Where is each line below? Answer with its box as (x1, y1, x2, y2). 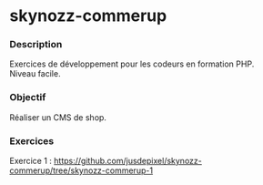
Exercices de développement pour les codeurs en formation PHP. (9, 58, 255, 69)
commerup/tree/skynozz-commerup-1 (9, 165, 153, 176)
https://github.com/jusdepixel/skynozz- (54, 156, 202, 167)
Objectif (9, 91, 46, 104)
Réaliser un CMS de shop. (9, 111, 107, 123)
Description (9, 38, 63, 51)
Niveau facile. (9, 68, 61, 79)
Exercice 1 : (9, 156, 53, 167)
